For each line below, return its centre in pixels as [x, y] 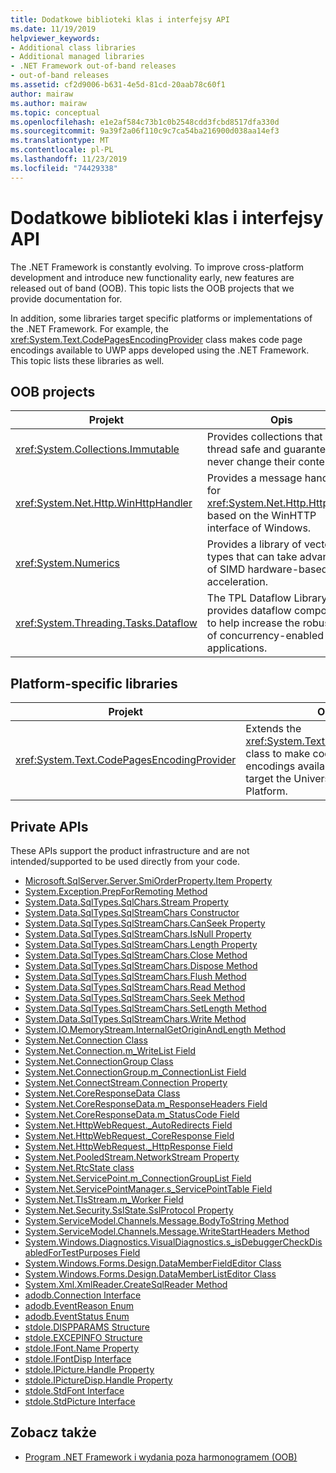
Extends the [273, 729]
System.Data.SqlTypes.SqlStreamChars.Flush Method [135, 976]
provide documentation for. [66, 298]
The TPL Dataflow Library [267, 598]
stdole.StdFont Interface [74, 1390]
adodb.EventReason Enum [79, 1305]
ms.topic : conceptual [55, 112]
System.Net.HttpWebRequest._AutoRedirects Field [128, 1125]
